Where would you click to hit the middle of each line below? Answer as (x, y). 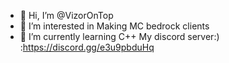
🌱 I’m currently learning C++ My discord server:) (119, 36)
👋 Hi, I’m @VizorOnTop (66, 15)
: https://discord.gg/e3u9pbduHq (87, 47)
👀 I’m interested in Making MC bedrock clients (114, 26)
